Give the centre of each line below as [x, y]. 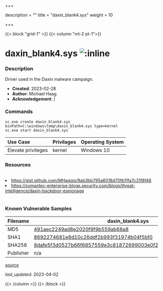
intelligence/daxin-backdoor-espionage [45, 191]
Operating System [102, 142]
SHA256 [17, 245]
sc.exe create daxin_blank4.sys [38, 122]
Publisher [18, 253]
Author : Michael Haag [34, 94]
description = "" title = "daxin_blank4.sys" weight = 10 [59, 15]
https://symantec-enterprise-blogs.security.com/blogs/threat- [73, 186]
